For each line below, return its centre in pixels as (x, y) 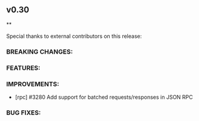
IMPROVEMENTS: (33, 84)
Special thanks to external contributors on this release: (74, 36)
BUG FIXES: (24, 113)
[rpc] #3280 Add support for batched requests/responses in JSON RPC (104, 97)
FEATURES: (24, 67)
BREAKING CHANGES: (40, 52)
